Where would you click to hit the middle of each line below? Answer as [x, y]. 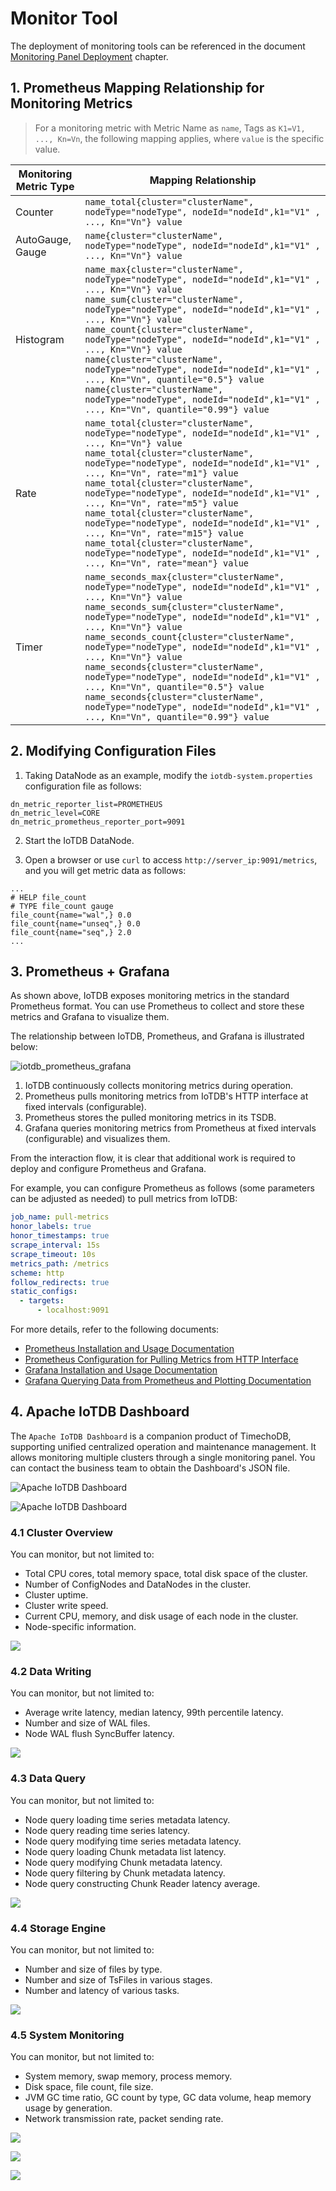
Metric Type [45, 186]
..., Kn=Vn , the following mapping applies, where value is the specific [179, 138]
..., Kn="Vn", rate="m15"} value [164, 533]
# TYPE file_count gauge [62, 906]
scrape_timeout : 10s [53, 1254]
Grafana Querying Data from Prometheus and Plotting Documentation [168, 1380]
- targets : [42, 1301]
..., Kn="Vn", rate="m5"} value [161, 503]
